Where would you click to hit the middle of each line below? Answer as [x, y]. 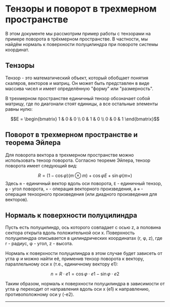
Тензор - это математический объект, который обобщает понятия [77, 78]
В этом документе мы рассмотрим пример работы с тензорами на [78, 33]
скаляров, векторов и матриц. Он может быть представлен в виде [77, 83]
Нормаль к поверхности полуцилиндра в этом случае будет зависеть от [84, 253]
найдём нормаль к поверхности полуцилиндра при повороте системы [82, 44]
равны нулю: [19, 109]
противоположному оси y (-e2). [40, 294]
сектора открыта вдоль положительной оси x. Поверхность [70, 233]
